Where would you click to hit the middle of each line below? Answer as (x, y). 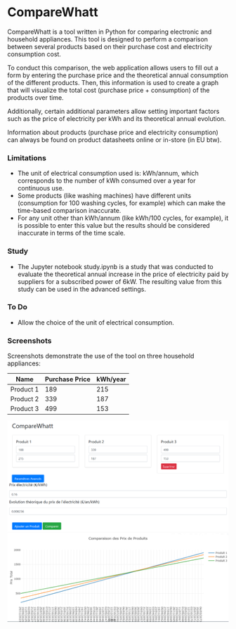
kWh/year (111, 379)
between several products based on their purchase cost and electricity (110, 46)
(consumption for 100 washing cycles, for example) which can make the (122, 203)
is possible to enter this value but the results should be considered (114, 226)
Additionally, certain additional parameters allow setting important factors (113, 111)
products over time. (36, 97)
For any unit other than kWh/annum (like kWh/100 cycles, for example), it (123, 218)
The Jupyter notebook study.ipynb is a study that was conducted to (115, 266)
